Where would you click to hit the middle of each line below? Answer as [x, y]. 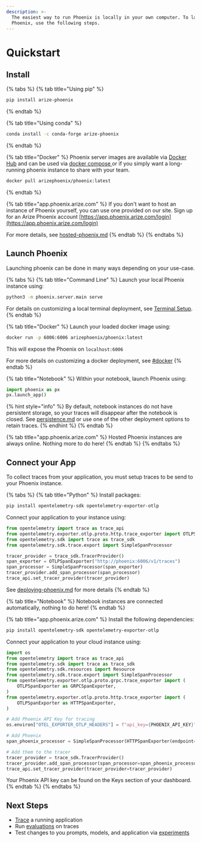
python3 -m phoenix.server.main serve [54, 297]
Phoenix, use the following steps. [56, 23]
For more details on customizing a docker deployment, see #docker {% [94, 360]
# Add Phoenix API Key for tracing [51, 719]
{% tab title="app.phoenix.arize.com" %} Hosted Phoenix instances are [94, 437]
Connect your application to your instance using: [66, 517]
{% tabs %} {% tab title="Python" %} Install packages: [74, 495]
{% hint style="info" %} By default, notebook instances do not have [89, 407]
